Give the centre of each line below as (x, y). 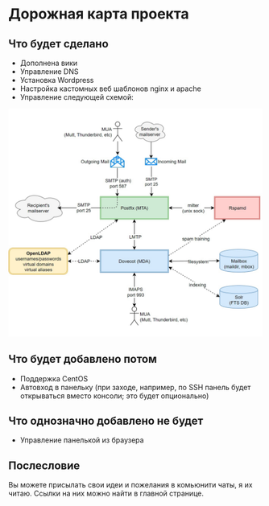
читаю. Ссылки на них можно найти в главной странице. (106, 494)
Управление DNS (49, 72)
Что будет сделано (58, 44)
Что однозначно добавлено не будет (106, 421)
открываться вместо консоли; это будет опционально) (114, 396)
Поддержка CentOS (54, 378)
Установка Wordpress (57, 80)
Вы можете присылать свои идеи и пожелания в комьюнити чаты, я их (130, 485)
